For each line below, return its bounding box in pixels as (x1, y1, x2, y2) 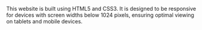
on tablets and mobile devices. (6, 18, 83, 25)
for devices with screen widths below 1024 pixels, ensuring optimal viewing (6, 11, 195, 19)
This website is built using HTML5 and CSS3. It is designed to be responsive (6, 5, 197, 12)
